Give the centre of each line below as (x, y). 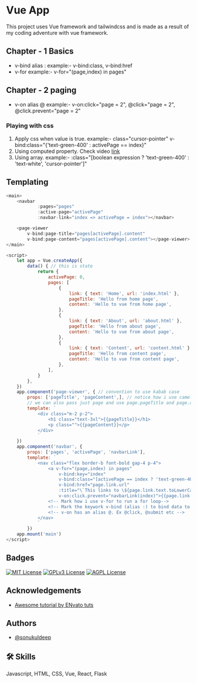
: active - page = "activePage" (70, 212)
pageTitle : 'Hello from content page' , (118, 354)
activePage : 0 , (66, 277)
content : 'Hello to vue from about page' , (122, 332)
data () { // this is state (60, 266)
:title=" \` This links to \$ (93, 491)
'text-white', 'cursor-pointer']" (51, 164)
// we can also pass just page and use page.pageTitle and (101, 403)
